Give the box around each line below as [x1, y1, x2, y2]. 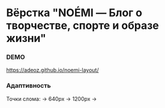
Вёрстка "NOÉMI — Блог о [6, 6, 143, 20]
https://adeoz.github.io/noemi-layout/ [6, 67, 99, 74]
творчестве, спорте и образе [6, 19, 159, 32]
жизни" [6, 32, 46, 45]
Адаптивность [6, 82, 51, 90]
